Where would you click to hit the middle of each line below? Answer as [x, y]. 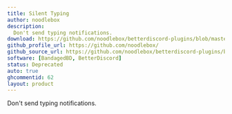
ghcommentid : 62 [30, 77]
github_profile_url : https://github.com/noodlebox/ [83, 45]
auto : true [23, 71]
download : [21, 39]
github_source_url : [35, 52]
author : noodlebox [33, 20]
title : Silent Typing [38, 13]
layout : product [30, 84]
